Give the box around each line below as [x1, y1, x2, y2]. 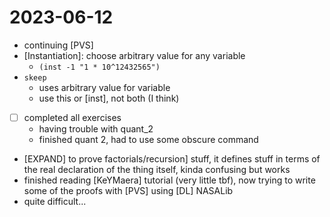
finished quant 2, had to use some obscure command [38, 134, 259, 145]
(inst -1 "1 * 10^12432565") [38, 62, 161, 72]
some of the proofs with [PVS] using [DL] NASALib [23, 185, 234, 196]
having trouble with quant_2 [38, 123, 154, 135]
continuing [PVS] [23, 39, 94, 51]
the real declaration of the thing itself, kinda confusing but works [23, 164, 291, 175]
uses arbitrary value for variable [38, 81, 171, 93]
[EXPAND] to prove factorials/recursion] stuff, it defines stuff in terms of [23, 153, 321, 165]
